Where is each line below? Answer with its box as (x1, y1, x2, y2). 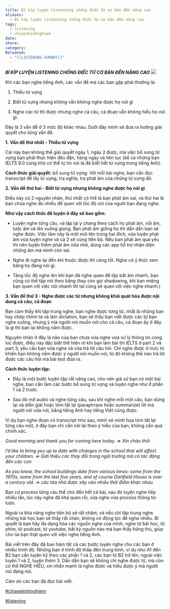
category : (5, 45, 26, 50)
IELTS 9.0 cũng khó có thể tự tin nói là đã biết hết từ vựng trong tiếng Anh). (5, 160, 162, 166)
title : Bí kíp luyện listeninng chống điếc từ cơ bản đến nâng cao (5, 7, 151, 13)
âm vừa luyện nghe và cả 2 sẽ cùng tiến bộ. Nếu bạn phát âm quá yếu (12, 236, 159, 242)
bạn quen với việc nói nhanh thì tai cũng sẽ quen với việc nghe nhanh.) (12, 283, 161, 289)
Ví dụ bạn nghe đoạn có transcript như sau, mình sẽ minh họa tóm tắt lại (5, 417, 156, 423)
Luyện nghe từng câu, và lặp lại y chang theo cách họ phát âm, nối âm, (12, 220, 161, 227)
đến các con (5, 459, 32, 465)
